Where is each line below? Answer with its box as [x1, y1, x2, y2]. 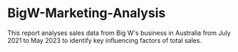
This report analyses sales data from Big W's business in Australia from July [7, 28, 232, 37]
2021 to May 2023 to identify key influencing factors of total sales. [7, 36, 202, 44]
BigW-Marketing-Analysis [7, 5, 166, 21]
